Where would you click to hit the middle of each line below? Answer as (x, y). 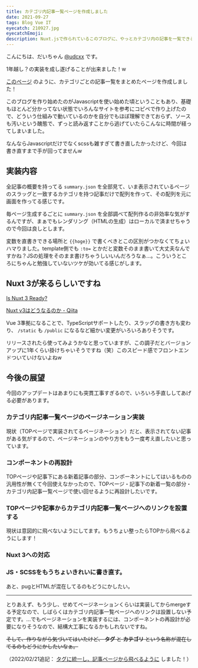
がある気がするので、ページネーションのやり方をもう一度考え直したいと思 (96, 438)
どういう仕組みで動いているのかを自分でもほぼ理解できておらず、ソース (103, 116)
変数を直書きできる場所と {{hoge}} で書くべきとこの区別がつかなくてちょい (98, 241)
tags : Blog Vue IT (29, 22)
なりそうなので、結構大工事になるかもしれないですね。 (83, 626)
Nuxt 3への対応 (28, 555)
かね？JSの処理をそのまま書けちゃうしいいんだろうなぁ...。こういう (94, 256)
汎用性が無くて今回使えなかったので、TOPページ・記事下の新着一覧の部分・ (99, 484)
